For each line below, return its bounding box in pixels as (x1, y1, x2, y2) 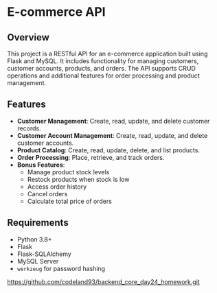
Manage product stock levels (27, 167, 110, 176)
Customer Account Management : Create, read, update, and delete (16, 131, 208, 139)
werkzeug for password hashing (16, 264, 105, 272)
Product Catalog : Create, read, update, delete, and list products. (16, 145, 201, 154)
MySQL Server (16, 257, 59, 265)
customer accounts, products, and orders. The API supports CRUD (7, 65, 196, 72)
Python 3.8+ (16, 235, 53, 244)
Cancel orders (27, 189, 68, 198)
